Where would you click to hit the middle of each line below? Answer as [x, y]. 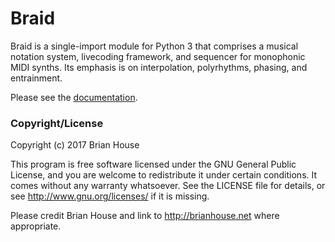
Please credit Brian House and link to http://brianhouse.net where [145, 216]
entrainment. [36, 78]
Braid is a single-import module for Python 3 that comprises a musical [154, 46]
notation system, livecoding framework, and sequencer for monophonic [158, 56]
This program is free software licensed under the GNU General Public [153, 164]
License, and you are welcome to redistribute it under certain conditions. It [164, 175]
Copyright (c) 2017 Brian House [75, 145]
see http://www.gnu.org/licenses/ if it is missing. [110, 196]
